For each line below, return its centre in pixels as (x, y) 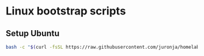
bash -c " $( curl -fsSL (34, 47)
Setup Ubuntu (33, 33)
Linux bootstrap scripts (66, 11)
